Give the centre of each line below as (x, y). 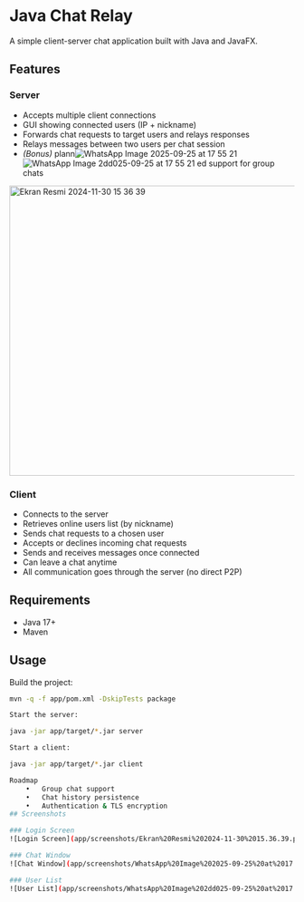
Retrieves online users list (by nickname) (98, 523)
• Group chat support (71, 789)
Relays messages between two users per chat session (124, 144)
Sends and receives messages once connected (111, 552)
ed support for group (236, 163)
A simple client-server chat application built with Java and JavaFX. (133, 41)
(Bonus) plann (48, 153)
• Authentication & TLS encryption (97, 806)
